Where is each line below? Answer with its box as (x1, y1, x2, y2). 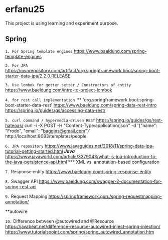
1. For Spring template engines (5, 49, 73, 54)
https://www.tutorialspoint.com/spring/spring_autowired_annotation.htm (5, 228, 154, 234)
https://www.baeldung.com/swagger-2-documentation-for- (39, 178, 162, 184)
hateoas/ (5, 122, 24, 129)
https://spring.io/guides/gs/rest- (96, 117, 163, 123)
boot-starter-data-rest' (5, 102, 53, 108)
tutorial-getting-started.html (5, 148, 63, 154)
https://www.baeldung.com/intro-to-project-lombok (5, 87, 112, 93)
